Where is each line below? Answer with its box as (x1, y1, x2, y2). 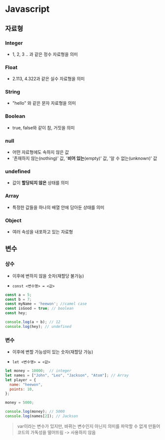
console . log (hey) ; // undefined (5, 324, 71, 329)
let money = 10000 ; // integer (5, 368, 71, 373)
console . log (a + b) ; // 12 (5, 320, 61, 324)
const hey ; (5, 311, 28, 316)
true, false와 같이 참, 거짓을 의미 (12, 124, 75, 130)
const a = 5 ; (5, 292, 32, 297)
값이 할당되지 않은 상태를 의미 (12, 180, 69, 186)
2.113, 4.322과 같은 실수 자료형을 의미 (12, 76, 85, 82)
